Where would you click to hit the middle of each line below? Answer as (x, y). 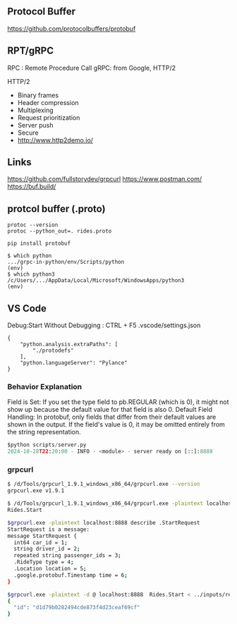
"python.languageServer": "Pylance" (74, 363)
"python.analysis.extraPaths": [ (69, 345)
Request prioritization (49, 117)
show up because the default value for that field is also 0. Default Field (110, 410)
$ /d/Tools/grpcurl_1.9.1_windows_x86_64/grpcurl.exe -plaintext (105, 503)
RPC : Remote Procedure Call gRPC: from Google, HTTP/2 (92, 68)
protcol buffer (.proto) (56, 208)
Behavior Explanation (45, 386)
